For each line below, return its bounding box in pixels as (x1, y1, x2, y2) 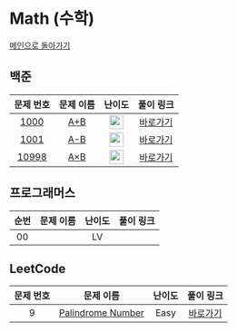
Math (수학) (9, 8, 95, 29)
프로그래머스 (9, 185, 75, 200)
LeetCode (9, 260, 66, 277)
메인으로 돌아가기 (9, 40, 71, 51)
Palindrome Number (58, 307, 145, 319)
